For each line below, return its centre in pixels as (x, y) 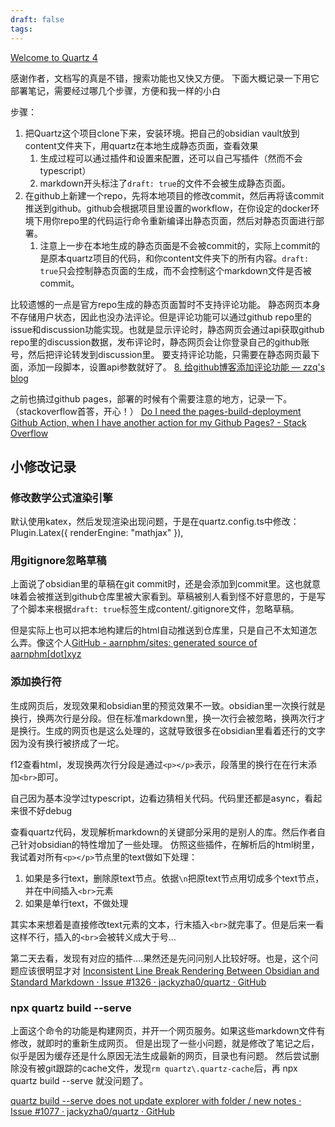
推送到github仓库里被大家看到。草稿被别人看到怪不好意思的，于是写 (185, 597)
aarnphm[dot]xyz (46, 654)
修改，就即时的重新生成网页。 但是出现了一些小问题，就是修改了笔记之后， (165, 1043)
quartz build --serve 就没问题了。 (79, 1081)
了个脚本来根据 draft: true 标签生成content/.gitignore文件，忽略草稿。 (155, 609)
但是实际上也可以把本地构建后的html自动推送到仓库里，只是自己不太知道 (159, 630)
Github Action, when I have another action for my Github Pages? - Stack (158, 422)
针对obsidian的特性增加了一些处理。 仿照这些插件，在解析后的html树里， (169, 844)
